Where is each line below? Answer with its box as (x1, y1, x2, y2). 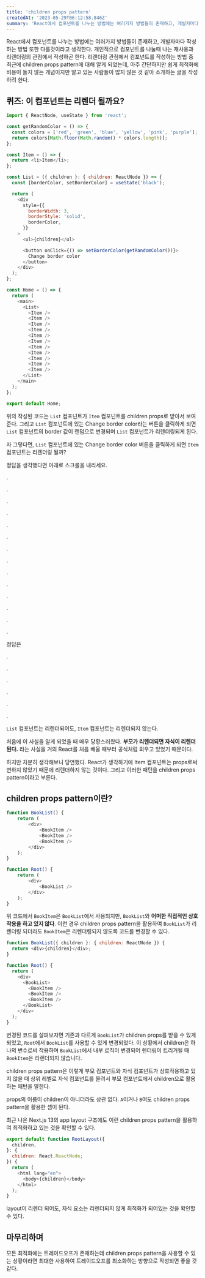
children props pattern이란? (6, 793, 113, 803)
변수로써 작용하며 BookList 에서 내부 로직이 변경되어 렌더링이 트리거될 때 (17, 1047, 190, 1054)
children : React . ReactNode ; (12, 1153, 84, 1159)
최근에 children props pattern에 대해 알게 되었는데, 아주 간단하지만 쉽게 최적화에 (6, 61, 199, 68)
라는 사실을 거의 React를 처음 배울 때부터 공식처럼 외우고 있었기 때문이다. (19, 745, 193, 753)
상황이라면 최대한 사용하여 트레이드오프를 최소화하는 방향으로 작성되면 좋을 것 (12, 1257, 197, 1265)
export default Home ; (6, 400, 62, 407)
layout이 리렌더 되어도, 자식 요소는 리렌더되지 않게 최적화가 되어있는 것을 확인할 (6, 1205, 196, 1212)
